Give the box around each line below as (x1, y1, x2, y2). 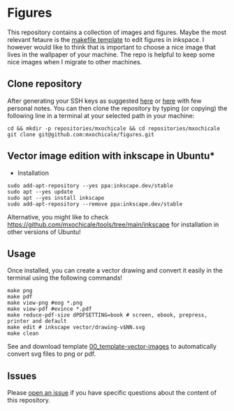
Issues (7, 370, 37, 382)
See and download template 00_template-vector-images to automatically (7, 342, 217, 351)
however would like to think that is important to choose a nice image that (7, 43, 217, 51)
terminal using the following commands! (7, 274, 122, 282)
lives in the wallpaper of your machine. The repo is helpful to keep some (7, 50, 215, 59)
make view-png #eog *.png (7, 299, 82, 307)
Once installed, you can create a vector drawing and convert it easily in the (7, 266, 223, 275)
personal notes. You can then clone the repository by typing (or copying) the (7, 103, 228, 113)
